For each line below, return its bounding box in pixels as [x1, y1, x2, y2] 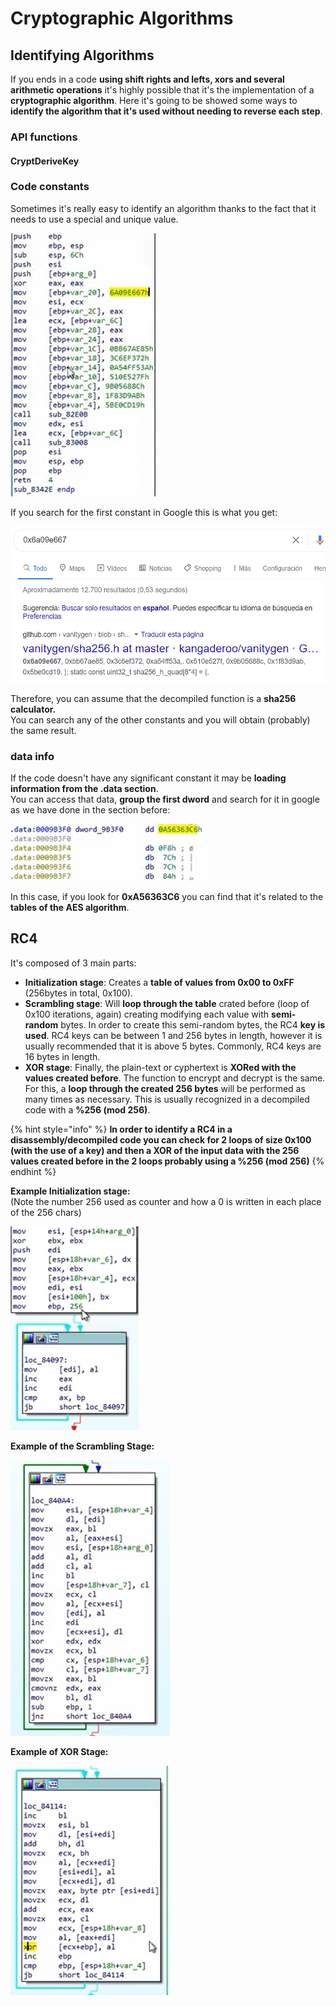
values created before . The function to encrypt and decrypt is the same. [24, 1072, 326, 1084]
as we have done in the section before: [10, 803, 171, 816]
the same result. [10, 724, 77, 736]
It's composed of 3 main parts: [10, 957, 137, 969]
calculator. [10, 703, 57, 715]
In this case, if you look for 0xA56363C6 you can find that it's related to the [10, 890, 324, 902]
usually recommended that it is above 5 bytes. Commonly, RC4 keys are [24, 1040, 322, 1052]
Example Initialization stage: [10, 1185, 131, 1197]
